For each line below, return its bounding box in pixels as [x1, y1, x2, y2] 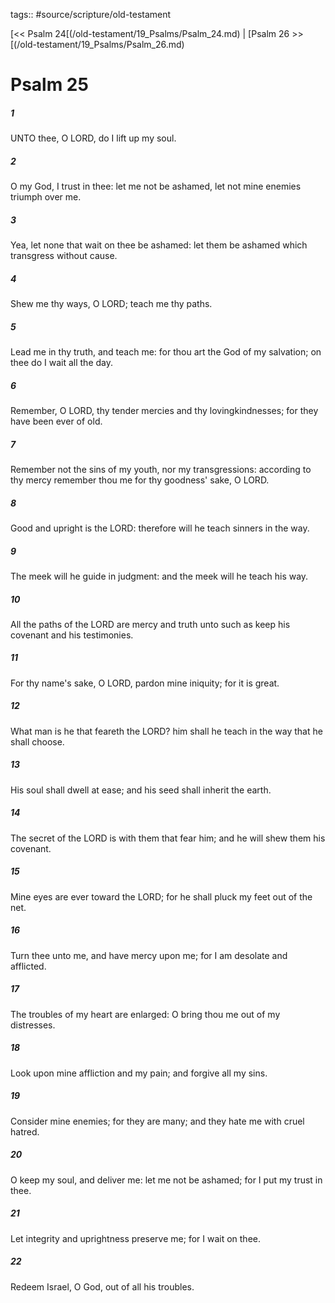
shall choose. [10, 735, 65, 748]
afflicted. [10, 960, 47, 972]
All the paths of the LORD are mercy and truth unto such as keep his [10, 618, 291, 630]
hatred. [10, 1125, 40, 1138]
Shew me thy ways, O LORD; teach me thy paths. [10, 298, 213, 310]
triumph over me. [10, 191, 82, 203]
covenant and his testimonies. [10, 629, 134, 641]
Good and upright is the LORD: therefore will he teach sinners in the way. [10, 522, 310, 534]
